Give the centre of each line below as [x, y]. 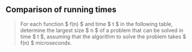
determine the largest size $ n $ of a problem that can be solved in [102, 30]
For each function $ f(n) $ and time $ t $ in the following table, [96, 24]
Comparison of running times [61, 10]
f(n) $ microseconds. [46, 43]
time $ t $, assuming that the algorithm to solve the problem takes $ [103, 36]
